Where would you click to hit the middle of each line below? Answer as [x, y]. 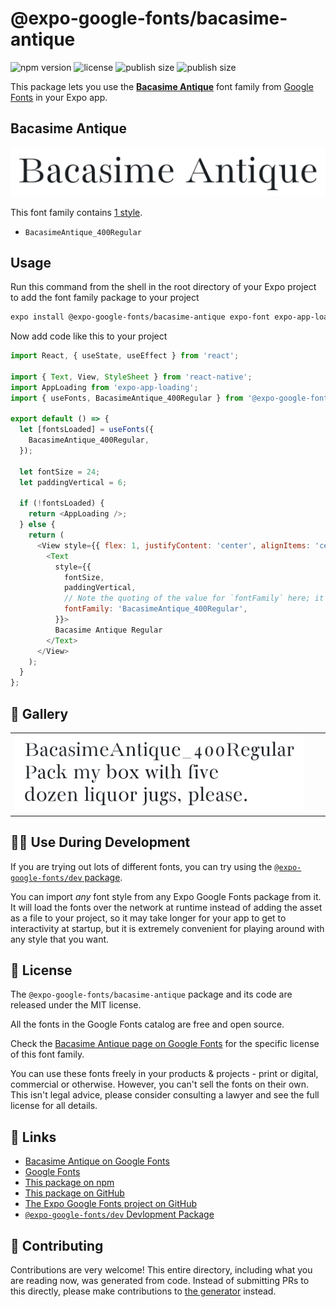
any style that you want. [60, 939]
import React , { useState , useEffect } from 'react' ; [125, 356]
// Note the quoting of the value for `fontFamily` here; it [194, 598]
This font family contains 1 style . [76, 212]
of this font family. [47, 1054]
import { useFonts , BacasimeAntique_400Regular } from [127, 398]
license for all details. [54, 1106]
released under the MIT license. [76, 1005]
